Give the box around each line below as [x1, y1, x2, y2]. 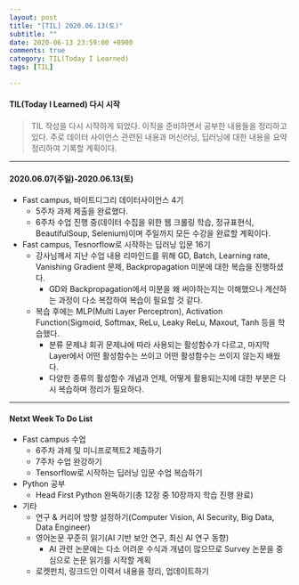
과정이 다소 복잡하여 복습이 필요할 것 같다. [58, 295, 203, 305]
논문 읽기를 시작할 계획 [72, 555, 151, 565]
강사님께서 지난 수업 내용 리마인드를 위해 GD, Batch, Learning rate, [35, 250, 271, 261]
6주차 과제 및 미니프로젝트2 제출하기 [35, 445, 162, 456]
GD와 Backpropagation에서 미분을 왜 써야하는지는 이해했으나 [48, 284, 263, 295]
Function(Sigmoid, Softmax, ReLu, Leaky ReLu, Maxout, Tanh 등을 [35, 317, 276, 328]
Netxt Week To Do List [9, 413, 93, 424]
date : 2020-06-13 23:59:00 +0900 [9, 37, 133, 47]
